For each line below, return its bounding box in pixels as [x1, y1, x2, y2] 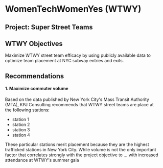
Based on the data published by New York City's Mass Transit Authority [5, 96, 149, 102]
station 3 [12, 126, 30, 133]
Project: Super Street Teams [5, 23, 93, 31]
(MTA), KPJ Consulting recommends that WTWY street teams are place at [5, 101, 154, 107]
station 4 [12, 132, 30, 138]
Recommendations [5, 72, 64, 80]
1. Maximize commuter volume [5, 86, 69, 92]
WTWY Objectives [5, 39, 63, 48]
